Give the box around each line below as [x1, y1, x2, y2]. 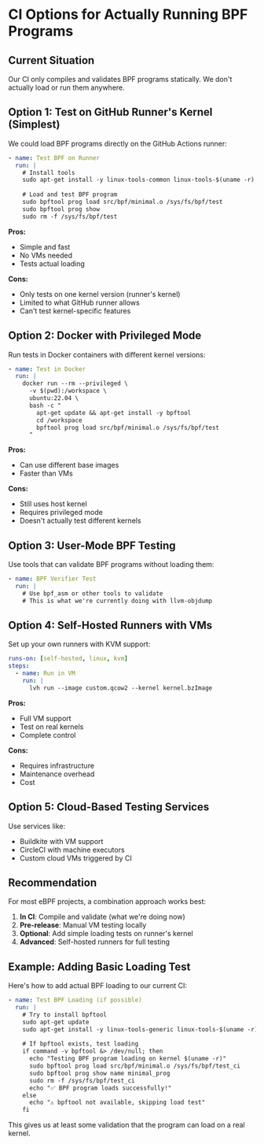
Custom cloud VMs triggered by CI [19, 853, 132, 863]
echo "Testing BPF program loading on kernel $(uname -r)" [28, 1055, 226, 1063]
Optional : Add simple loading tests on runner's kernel [19, 929, 194, 939]
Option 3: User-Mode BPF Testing [8, 539, 176, 552]
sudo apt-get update [22, 1018, 90, 1026]
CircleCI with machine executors [19, 845, 125, 854]
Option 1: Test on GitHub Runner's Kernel [8, 106, 213, 119]
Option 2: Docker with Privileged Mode [8, 329, 202, 342]
